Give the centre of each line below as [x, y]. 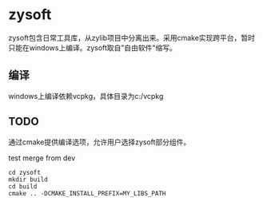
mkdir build [28, 179]
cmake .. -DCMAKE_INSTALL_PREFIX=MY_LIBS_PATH [87, 193]
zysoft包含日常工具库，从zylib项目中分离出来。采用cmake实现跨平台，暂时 [132, 37]
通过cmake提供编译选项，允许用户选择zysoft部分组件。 [100, 142]
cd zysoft [25, 172]
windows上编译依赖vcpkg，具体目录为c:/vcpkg [86, 96]
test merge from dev [42, 158]
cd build [23, 186]
